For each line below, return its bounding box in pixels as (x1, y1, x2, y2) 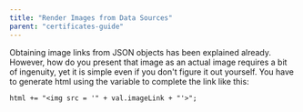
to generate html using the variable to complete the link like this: (9, 76, 249, 87)
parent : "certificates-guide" (9, 22, 125, 31)
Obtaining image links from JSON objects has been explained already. (9, 46, 271, 57)
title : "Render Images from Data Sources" (9, 13, 173, 23)
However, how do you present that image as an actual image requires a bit (9, 56, 288, 67)
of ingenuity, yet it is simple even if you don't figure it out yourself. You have (9, 66, 294, 77)
